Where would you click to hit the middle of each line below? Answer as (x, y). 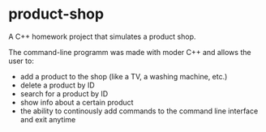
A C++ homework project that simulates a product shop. (102, 36)
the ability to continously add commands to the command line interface (139, 111)
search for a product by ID (64, 93)
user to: (21, 61)
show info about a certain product (77, 102)
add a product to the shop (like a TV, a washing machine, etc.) (124, 76)
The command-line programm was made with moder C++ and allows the (130, 52)
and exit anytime (48, 119)
